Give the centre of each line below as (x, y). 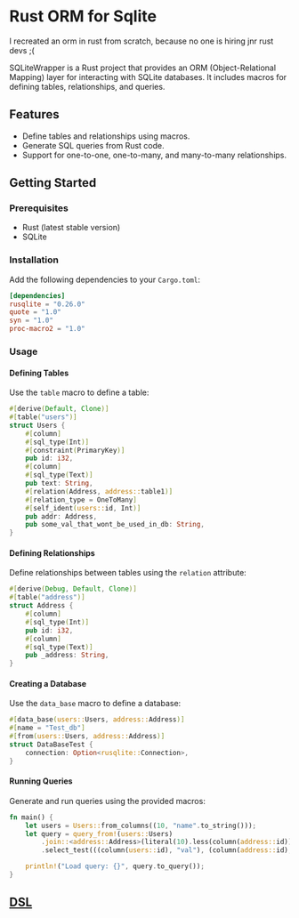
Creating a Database (48, 683)
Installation (34, 260)
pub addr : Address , (61, 516)
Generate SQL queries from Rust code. (93, 145)
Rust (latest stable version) (71, 228)
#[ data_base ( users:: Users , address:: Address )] (97, 720)
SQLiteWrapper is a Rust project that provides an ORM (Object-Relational (143, 68)
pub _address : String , (67, 656)
